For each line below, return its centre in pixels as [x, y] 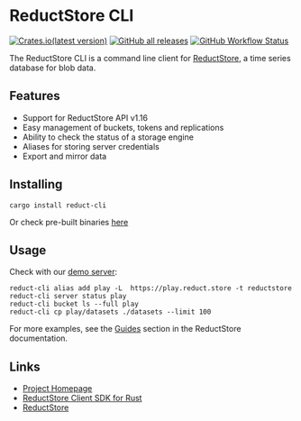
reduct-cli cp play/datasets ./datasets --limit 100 [110, 312]
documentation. [39, 338]
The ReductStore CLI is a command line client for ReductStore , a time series [150, 58]
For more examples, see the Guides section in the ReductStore [125, 329]
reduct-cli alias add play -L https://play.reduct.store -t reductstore [151, 288]
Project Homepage [57, 389]
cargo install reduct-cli [58, 205]
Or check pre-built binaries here [69, 222]
